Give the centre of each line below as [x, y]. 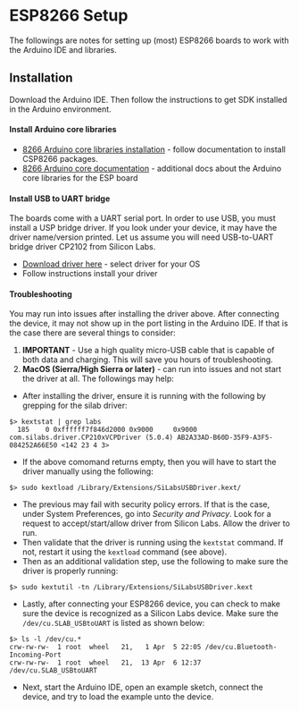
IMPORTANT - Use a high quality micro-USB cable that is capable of [148, 351]
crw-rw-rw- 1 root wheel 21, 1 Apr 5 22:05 [105, 648]
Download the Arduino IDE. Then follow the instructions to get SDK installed [148, 99]
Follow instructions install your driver [90, 274]
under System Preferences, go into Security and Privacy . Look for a [147, 514]
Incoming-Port [36, 655]
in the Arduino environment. [60, 109]
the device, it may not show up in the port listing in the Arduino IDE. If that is [149, 324]
